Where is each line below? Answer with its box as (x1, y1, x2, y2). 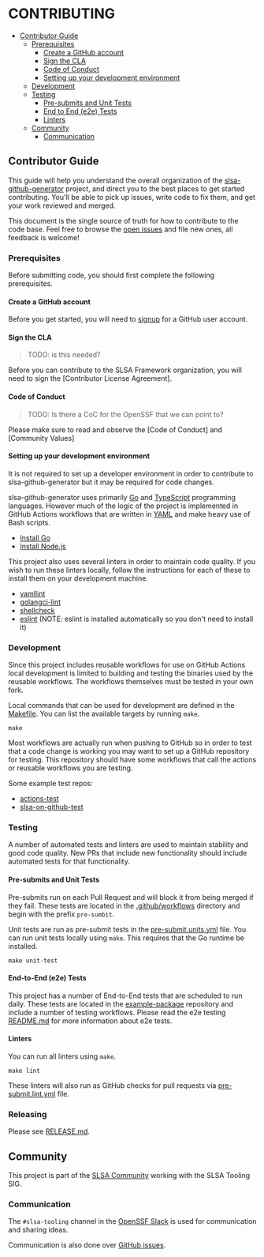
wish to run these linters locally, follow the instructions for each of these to (8, 565, 251, 574)
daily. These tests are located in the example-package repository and (8, 999, 234, 1008)
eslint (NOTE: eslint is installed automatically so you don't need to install (19, 614, 254, 623)
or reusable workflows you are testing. (8, 763, 133, 773)
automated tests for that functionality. (8, 856, 130, 866)
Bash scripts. (8, 517, 51, 527)
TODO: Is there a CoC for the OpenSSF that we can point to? (27, 409, 224, 419)
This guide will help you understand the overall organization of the (8, 175, 223, 185)
